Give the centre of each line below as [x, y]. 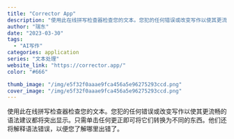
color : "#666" [28, 72]
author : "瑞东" [28, 26]
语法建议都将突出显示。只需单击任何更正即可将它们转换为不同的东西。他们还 [117, 120]
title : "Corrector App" [42, 14]
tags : [15, 40]
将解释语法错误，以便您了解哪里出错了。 [65, 129]
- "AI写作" [28, 46]
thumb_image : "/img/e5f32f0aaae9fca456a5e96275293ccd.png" [95, 84]
